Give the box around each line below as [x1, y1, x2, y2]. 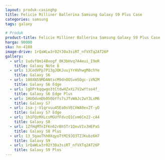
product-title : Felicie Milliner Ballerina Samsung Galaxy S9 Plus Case [5, 35, 160, 40]
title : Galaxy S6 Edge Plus [14, 91, 73, 96]
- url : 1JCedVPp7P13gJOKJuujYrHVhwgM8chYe [10, 68, 100, 73]
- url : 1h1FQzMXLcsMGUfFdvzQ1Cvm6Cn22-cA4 [10, 115, 100, 120]
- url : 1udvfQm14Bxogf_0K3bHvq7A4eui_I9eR [10, 58, 100, 63]
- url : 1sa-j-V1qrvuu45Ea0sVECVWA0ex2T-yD [10, 105, 100, 111]
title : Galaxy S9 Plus [14, 147, 62, 152]
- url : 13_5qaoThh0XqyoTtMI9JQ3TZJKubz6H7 [10, 133, 100, 138]
